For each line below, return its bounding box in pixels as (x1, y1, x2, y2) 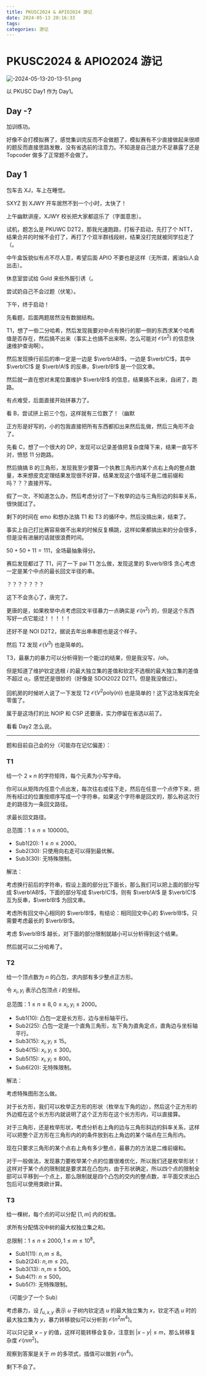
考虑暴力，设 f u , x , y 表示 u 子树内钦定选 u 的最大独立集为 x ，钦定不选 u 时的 (6, 1307, 197, 1315)
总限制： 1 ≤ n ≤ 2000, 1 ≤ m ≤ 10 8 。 (6, 1236, 99, 1244)
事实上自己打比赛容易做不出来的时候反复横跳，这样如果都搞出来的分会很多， (6, 526, 200, 533)
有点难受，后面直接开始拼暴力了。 (6, 397, 93, 404)
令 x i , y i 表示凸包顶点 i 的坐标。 (6, 986, 84, 995)
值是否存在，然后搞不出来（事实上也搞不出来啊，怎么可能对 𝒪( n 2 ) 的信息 (6, 334, 189, 342)
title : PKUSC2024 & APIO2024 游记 (6, 9, 93, 15)
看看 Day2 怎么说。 (6, 723, 55, 730)
